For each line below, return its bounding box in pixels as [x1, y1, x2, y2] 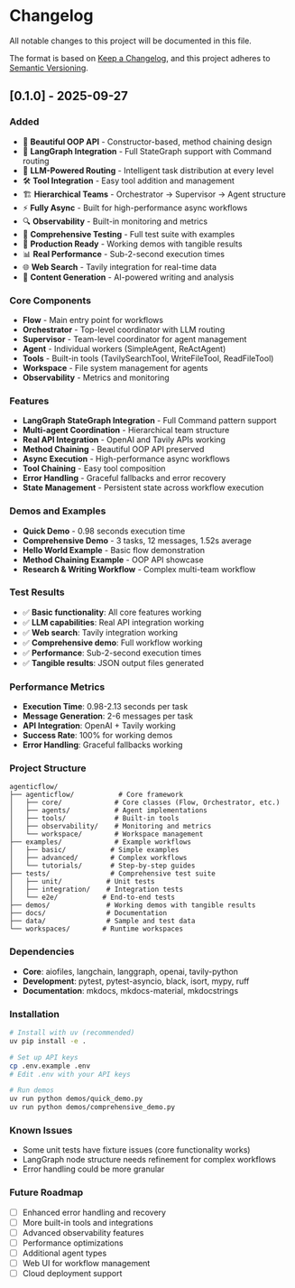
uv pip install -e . [9, 1036, 88, 1045]
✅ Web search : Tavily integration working [22, 626, 179, 637]
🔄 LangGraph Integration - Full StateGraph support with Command [22, 145, 272, 156]
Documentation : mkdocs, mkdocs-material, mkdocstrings [22, 985, 239, 996]
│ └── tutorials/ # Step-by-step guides [9, 861, 196, 871]
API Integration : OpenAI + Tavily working [22, 720, 176, 731]
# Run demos [9, 1086, 54, 1095]
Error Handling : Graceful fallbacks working [22, 739, 183, 750]
